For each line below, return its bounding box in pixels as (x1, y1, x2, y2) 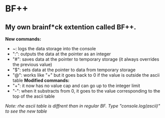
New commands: (5, 36, 41, 42)
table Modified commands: (12, 78, 70, 83)
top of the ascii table (12, 93, 55, 99)
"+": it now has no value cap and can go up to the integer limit (12, 83, 140, 89)
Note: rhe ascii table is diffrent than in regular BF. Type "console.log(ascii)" (5, 103, 160, 109)
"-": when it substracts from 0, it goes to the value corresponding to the (12, 88, 160, 94)
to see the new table (5, 108, 47, 114)
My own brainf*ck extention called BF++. (5, 23, 136, 31)
